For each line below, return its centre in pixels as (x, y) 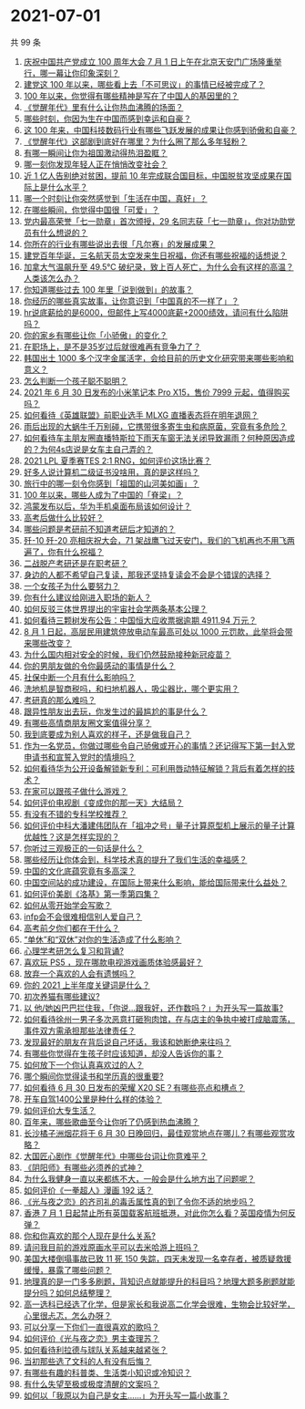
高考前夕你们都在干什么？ (71, 927)
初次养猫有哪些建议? (61, 996)
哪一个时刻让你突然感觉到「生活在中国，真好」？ (115, 198)
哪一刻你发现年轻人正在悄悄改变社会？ (95, 164)
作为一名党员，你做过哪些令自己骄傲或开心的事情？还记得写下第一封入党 (159, 745)
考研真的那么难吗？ (60, 699)
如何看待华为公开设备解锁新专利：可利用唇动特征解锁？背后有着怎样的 (155, 768)
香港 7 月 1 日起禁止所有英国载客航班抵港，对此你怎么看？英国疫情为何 (156, 1213)
